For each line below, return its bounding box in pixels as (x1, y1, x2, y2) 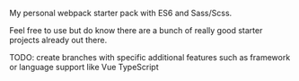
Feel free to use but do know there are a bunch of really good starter (9, 25, 263, 35)
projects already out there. (9, 35, 108, 45)
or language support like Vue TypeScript (9, 62, 159, 72)
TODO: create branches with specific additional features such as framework (9, 52, 291, 62)
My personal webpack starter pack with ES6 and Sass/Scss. (9, 8, 233, 18)
